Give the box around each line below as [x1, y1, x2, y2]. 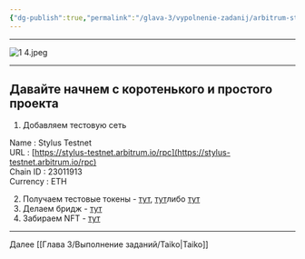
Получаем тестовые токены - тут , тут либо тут [22, 194, 201, 204]
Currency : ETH [9, 176, 67, 187]
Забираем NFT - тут [22, 213, 101, 224]
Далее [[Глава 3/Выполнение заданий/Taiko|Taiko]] [9, 239, 209, 250]
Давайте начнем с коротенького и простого [9, 82, 273, 97]
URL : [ [9, 147, 35, 158]
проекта [9, 96, 59, 112]
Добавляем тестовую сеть [22, 120, 127, 131]
